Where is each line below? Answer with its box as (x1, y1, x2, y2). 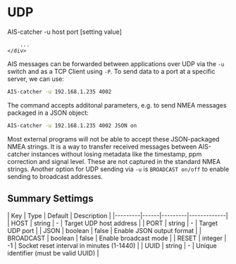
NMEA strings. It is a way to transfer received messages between (7, 142, 197, 151)
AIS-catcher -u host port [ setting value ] (7, 27, 122, 36)
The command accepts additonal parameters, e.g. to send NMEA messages (7, 101, 227, 109)
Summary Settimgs (7, 193, 94, 205)
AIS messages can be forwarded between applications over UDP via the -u (7, 59, 225, 68)
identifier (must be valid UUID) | (7, 249, 99, 257)
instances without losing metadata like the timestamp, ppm (31, 149, 202, 158)
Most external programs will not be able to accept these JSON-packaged (7, 134, 220, 143)
